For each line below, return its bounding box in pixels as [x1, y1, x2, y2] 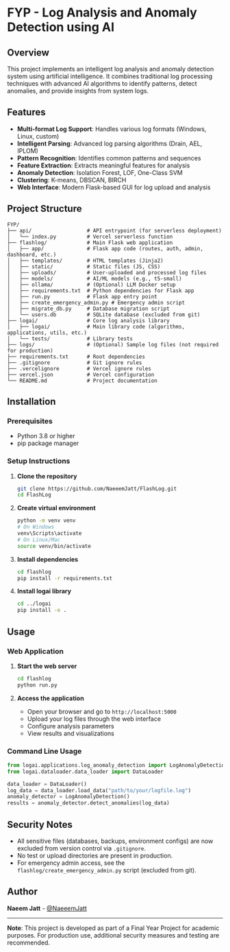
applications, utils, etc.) [7, 329, 88, 336]
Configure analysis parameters [27, 722, 114, 730]
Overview [7, 47, 50, 58]
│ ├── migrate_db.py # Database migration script [7, 305, 170, 312]
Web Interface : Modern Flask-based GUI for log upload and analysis [16, 183, 211, 191]
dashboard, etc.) [7, 251, 57, 258]
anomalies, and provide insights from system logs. [7, 87, 149, 95]
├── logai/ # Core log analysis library [7, 317, 170, 324]
